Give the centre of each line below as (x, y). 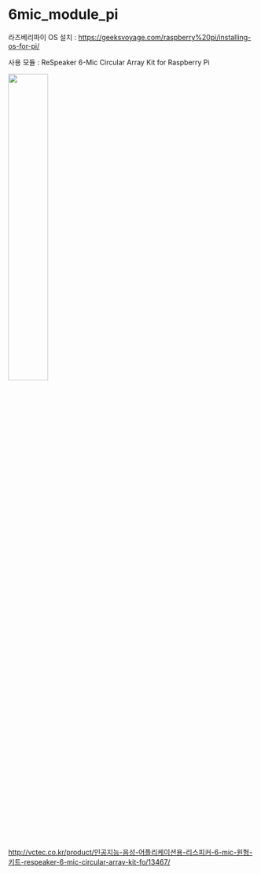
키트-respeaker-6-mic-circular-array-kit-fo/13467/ (89, 861)
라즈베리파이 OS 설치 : (42, 37)
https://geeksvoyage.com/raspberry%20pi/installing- (165, 37)
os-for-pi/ (24, 46)
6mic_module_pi (63, 15)
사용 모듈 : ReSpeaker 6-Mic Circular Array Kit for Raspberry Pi (109, 62)
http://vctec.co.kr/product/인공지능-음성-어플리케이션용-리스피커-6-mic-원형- (130, 852)
